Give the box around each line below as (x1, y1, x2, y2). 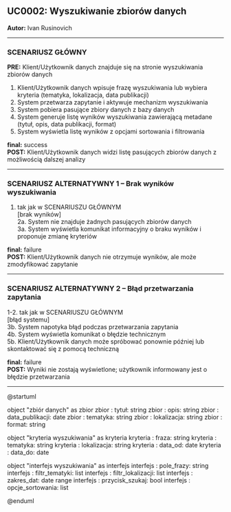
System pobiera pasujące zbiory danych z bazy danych (16, 106, 175, 114)
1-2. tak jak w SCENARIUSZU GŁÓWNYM (7, 308, 124, 316)
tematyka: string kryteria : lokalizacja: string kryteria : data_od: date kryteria (7, 441, 221, 449)
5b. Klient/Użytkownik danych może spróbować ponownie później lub (7, 337, 205, 346)
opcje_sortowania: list (7, 483, 69, 491)
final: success (7, 141, 48, 149)
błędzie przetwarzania (7, 372, 70, 381)
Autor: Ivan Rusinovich (7, 23, 72, 32)
